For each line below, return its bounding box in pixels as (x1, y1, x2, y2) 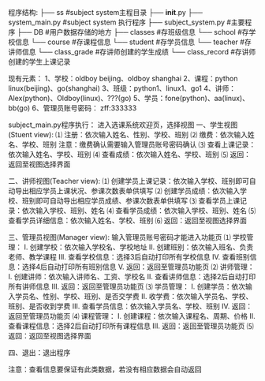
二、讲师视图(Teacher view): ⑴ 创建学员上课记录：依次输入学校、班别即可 (8, 177, 250, 185)
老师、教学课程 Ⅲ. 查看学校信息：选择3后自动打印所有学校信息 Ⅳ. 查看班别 (8, 252, 250, 261)
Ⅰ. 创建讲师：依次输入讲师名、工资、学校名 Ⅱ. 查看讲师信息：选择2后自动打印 (8, 272, 256, 281)
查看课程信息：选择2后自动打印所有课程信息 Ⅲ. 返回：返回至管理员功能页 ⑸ (8, 321, 254, 331)
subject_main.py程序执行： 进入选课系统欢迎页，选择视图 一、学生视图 (8, 120, 238, 129)
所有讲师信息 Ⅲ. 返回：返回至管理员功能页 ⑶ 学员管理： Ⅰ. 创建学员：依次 (8, 282, 246, 291)
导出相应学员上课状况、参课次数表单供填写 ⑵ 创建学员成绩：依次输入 (14, 186, 241, 196)
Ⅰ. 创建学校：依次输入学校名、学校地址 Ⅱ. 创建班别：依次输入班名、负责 (23, 242, 254, 252)
